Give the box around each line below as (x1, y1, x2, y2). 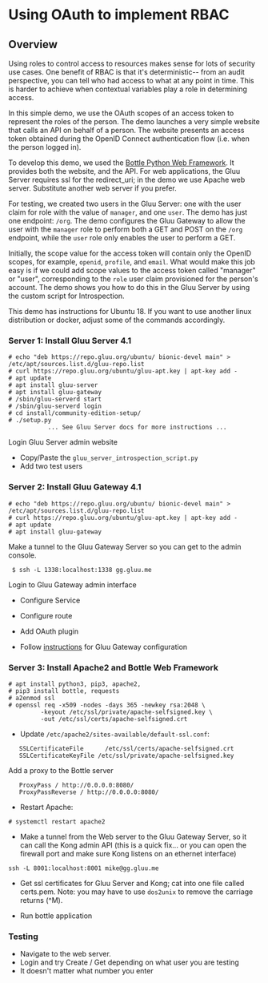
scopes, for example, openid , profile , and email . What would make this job (8, 257, 256, 266)
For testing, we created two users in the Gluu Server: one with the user (8, 199, 242, 208)
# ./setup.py (8, 417, 52, 425)
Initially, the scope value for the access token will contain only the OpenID (8, 248, 252, 258)
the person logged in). (8, 143, 82, 151)
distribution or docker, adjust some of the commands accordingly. (8, 315, 226, 324)
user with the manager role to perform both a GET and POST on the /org (8, 224, 243, 234)
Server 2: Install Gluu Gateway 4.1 (8, 481, 142, 493)
